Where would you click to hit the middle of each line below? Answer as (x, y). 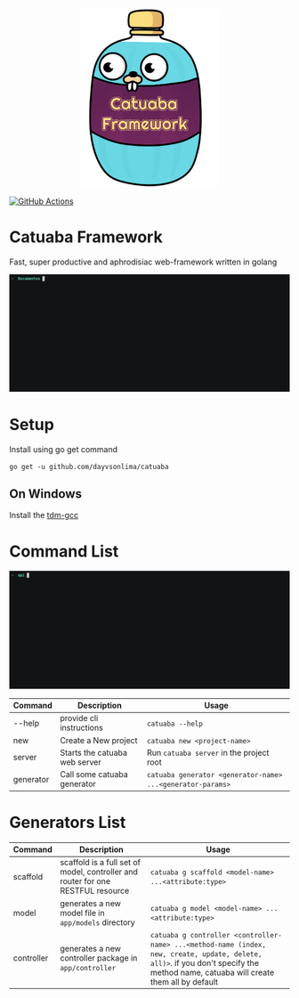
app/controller (88, 969)
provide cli (79, 718)
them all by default (184, 982)
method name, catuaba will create (212, 972)
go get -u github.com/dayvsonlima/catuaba (89, 467)
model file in (82, 913)
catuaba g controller (190, 935)
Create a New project (99, 740)
